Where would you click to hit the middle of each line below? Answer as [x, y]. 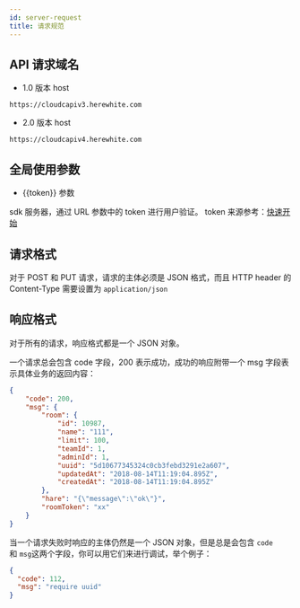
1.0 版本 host [46, 88]
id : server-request [46, 18]
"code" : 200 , [50, 399]
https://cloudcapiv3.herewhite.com [76, 105]
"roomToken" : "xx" [76, 507]
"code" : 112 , [42, 579]
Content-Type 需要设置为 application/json [89, 288]
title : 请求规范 [37, 26]
